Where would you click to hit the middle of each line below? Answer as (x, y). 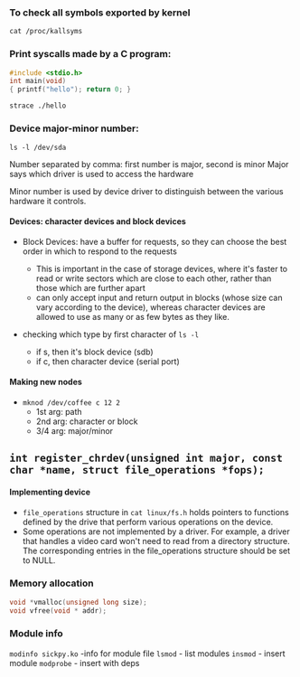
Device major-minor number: (74, 128)
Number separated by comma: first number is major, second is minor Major (149, 164)
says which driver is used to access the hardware (102, 174)
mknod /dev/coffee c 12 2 (71, 403)
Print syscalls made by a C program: (90, 54)
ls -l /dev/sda (38, 147)
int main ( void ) (38, 81)
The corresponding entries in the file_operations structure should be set (156, 550)
